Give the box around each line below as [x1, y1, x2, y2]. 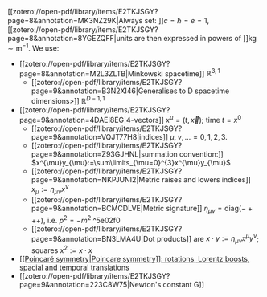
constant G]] [162, 279, 204, 289]
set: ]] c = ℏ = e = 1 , [144, 16, 210, 25]
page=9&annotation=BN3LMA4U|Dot [31, 234, 155, 243]
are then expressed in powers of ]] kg [133, 34, 257, 43]
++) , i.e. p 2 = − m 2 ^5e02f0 [31, 214, 121, 225]
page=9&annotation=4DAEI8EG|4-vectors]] [18, 115, 164, 124]
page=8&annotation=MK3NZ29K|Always [7, 16, 143, 25]
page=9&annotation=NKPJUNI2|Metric [31, 174, 160, 184]
